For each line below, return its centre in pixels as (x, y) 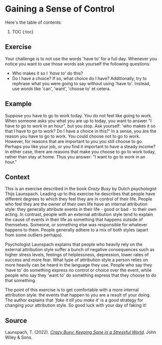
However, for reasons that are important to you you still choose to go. (74, 141)
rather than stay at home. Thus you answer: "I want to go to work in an (75, 157)
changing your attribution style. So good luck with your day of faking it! (76, 305)
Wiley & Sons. (19, 337)
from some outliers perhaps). (34, 235)
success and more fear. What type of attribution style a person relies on (77, 260)
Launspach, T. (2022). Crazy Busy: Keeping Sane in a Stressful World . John (81, 332)
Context (17, 177)
